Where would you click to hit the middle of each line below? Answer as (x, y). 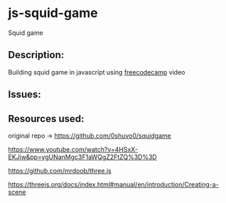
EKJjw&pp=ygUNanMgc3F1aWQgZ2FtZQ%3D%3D (82, 157)
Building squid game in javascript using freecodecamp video (97, 72)
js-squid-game (53, 13)
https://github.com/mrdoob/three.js (60, 170)
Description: (36, 55)
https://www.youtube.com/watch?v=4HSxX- (73, 149)
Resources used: (46, 119)
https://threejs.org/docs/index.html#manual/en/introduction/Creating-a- (113, 184)
